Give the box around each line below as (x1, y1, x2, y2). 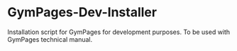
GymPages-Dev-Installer (7, 4, 158, 21)
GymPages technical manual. (7, 35, 93, 43)
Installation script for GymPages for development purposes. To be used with (7, 28, 231, 36)
